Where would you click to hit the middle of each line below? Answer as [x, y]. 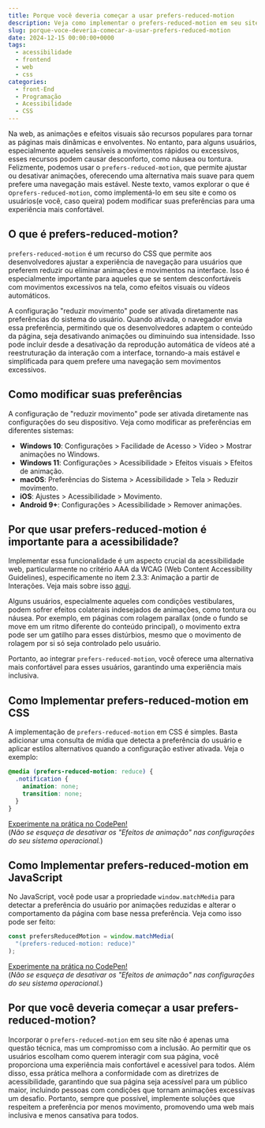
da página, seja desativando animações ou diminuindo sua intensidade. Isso [132, 336]
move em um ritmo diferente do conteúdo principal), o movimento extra [124, 627]
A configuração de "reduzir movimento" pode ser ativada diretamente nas [128, 413]
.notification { [42, 779]
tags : [17, 45]
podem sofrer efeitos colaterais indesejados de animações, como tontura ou [132, 610]
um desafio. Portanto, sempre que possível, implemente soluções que [121, 1098]
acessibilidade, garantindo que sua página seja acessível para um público [128, 1081]
